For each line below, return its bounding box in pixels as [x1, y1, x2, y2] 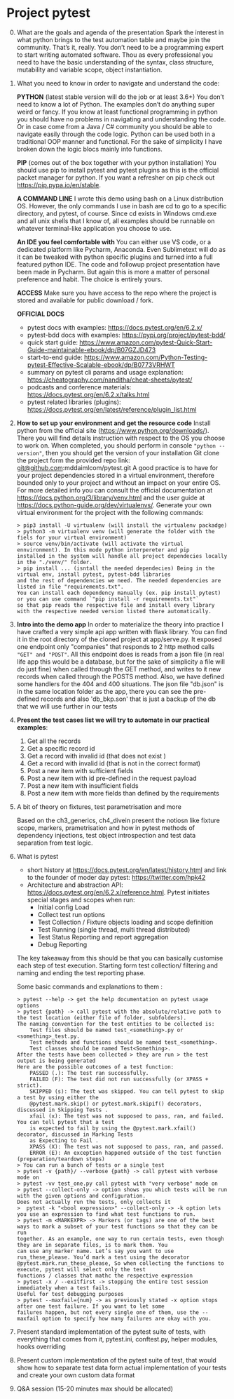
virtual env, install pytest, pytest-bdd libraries [16, 570, 171, 578]
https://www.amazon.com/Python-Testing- [83, 353, 208, 361]
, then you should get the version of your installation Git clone [42, 448, 220, 457]
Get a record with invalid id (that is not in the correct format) [27, 759, 201, 768]
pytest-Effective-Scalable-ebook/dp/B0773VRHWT [27, 360, 176, 369]
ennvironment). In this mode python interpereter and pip [16, 546, 190, 554]
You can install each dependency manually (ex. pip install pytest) [16, 589, 221, 596]
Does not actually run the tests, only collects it [16, 1198, 171, 1205]
